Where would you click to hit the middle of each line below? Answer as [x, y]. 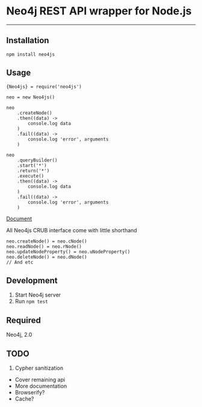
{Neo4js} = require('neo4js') [44, 86]
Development [32, 280]
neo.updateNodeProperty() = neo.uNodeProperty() [68, 252]
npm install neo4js [31, 54]
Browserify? [30, 392]
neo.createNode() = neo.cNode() [47, 241]
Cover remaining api [40, 380]
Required [23, 320]
